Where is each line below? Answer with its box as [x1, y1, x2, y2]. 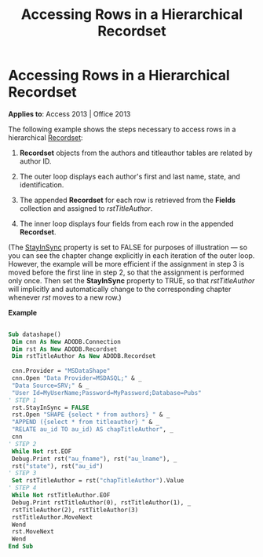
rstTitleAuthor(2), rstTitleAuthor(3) [11, 506, 139, 514]
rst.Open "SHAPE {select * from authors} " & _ [11, 411, 170, 419]
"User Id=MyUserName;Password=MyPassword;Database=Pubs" [11, 389, 202, 397]
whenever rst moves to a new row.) [8, 293, 122, 302]
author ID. [19, 156, 52, 166]
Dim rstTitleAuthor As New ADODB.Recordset [11, 352, 156, 360]
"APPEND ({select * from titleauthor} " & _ [11, 419, 159, 426]
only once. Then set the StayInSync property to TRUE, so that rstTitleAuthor [8, 275, 255, 285]
